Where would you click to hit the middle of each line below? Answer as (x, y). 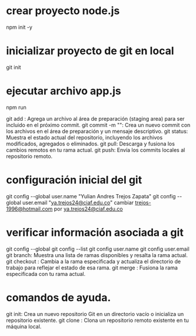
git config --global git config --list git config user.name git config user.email (98, 249)
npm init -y (19, 27)
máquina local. (24, 326)
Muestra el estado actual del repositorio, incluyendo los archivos (84, 137)
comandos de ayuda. (59, 297)
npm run (16, 107)
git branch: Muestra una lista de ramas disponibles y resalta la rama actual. (97, 255)
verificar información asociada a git (95, 232)
